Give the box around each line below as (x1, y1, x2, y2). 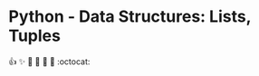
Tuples (8, 25, 61, 46)
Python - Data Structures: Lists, (8, 6, 251, 27)
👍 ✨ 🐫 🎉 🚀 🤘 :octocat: (8, 56, 91, 67)
